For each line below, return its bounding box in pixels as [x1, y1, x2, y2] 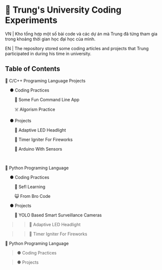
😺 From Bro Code [14, 193, 51, 199]
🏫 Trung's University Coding [5, 4, 122, 16]
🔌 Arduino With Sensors [14, 146, 63, 152]
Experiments [5, 15, 58, 26]
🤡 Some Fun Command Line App [14, 96, 80, 102]
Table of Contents [5, 65, 61, 73]
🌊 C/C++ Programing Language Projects [5, 77, 86, 83]
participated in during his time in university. [5, 51, 91, 57]
